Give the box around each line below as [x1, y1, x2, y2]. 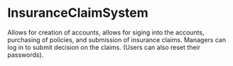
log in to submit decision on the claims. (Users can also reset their [7, 43, 201, 51]
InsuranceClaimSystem [7, 5, 149, 21]
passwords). [7, 51, 44, 59]
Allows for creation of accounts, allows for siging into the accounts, [7, 28, 205, 37]
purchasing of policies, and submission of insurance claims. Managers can [7, 35, 226, 44]
